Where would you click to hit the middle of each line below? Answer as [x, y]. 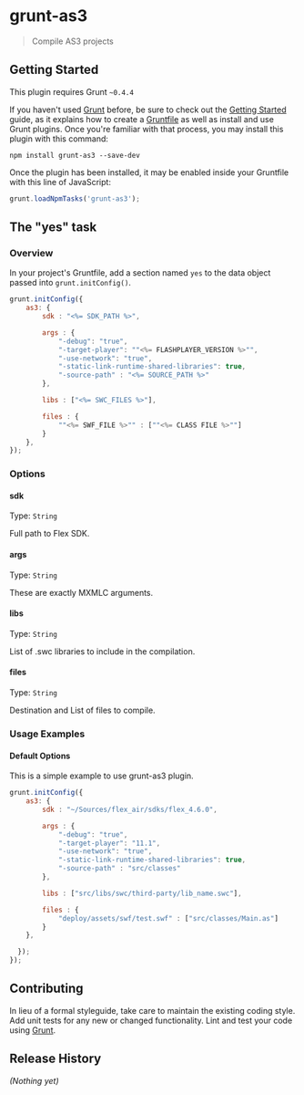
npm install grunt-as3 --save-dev [75, 155]
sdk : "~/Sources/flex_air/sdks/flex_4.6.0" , [130, 809]
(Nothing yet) [34, 1080]
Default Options [40, 756]
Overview [31, 253]
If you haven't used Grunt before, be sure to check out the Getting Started [148, 109]
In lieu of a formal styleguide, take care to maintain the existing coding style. [152, 1010]
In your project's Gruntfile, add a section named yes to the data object [140, 273]
